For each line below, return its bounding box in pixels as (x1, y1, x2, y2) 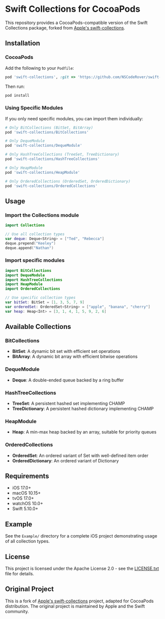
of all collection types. (5, 538, 50, 544)
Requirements (5, 472, 49, 480)
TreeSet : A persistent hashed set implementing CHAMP (12, 400, 125, 406)
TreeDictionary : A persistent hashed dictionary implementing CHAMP (12, 405, 154, 411)
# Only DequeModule (5, 138, 45, 143)
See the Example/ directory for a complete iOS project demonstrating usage (5, 533, 158, 539)
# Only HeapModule (5, 165, 43, 170)
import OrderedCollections (5, 286, 60, 292)
